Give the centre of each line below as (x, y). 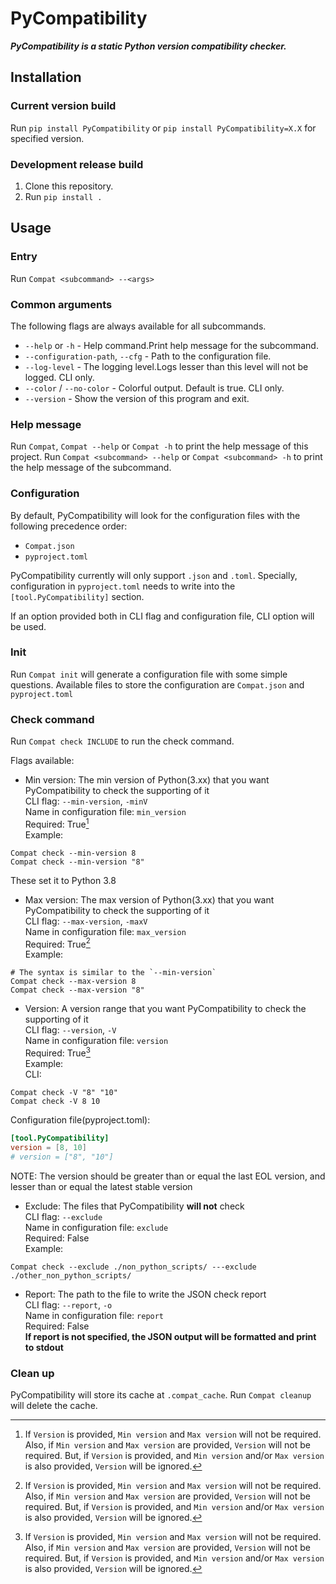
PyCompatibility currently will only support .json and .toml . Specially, (154, 575)
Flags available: (42, 761)
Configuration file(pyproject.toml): (80, 1120)
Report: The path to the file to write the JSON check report (145, 1294)
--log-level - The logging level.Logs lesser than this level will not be (166, 366)
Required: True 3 (57, 1052)
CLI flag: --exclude (63, 1216)
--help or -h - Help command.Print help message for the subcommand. (171, 345)
